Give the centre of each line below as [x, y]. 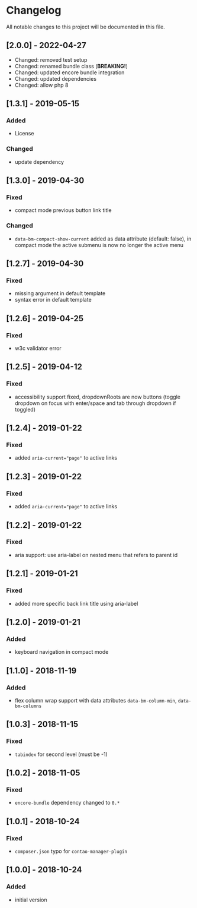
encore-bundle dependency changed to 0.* [67, 803]
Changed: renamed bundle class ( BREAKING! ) [71, 66]
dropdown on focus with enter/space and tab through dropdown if [95, 403]
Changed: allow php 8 [41, 85]
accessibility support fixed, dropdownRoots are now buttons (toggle [97, 397]
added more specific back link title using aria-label [76, 603]
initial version [31, 900]
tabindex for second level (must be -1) [61, 754]
